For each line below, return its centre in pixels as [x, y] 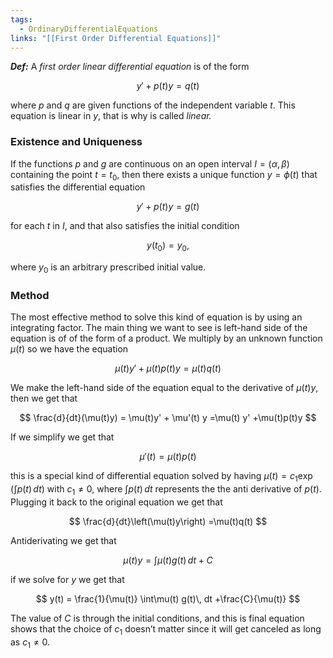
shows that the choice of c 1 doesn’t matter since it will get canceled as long [166, 629]
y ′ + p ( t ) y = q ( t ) [168, 86]
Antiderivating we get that [63, 540]
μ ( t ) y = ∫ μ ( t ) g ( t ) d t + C [168, 560]
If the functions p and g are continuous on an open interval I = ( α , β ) [150, 163]
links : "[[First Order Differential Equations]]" [116, 38]
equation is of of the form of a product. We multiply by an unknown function [166, 338]
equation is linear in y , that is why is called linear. [111, 116]
